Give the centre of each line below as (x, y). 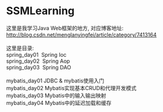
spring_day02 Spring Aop (38, 61)
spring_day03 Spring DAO (39, 67)
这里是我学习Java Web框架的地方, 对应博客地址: (65, 28)
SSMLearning (40, 11)
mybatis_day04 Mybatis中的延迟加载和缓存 (59, 103)
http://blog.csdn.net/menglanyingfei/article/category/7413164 (81, 34)
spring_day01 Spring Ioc (36, 55)
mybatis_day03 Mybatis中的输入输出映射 (56, 95)
